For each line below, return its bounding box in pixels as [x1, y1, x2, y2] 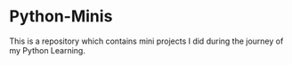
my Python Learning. [9, 45, 86, 55]
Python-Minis [9, 6, 113, 27]
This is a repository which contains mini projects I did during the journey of [9, 36, 284, 46]
